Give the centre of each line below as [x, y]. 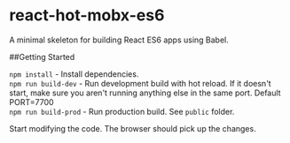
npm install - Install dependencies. [74, 74]
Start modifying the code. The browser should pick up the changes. [133, 128]
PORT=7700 [32, 102]
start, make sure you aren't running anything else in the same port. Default [145, 93]
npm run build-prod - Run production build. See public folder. [122, 111]
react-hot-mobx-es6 [87, 15]
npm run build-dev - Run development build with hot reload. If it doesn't [141, 83]
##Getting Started [42, 56]
